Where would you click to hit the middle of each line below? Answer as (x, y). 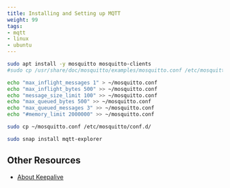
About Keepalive (40, 177)
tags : (15, 26)
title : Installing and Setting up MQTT (64, 13)
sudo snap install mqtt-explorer (55, 139)
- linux (18, 39)
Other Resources (44, 160)
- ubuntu (20, 45)
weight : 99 (23, 20)
